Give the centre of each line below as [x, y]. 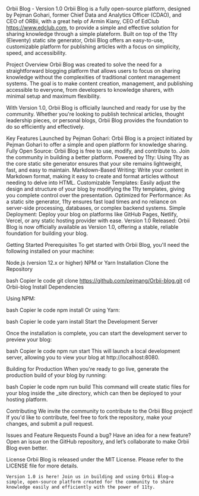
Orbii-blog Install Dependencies [45, 287]
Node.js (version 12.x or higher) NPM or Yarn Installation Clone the [87, 263]
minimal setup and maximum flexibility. [53, 96]
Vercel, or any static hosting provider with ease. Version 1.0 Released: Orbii [98, 221]
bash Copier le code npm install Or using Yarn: [63, 310]
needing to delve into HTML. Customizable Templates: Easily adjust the [93, 182]
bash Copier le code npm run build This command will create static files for [98, 387]
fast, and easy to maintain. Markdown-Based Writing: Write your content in [97, 170]
